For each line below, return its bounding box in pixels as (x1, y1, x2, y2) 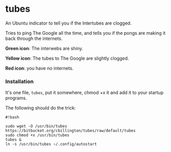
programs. (5, 95, 27, 101)
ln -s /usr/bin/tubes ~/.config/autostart (5, 142, 97, 147)
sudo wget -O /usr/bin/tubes (5, 124, 67, 129)
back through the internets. (5, 35, 63, 41)
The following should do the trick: (5, 105, 76, 111)
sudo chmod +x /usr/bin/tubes (5, 133, 70, 138)
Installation (5, 78, 34, 85)
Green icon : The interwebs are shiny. (5, 45, 83, 51)
